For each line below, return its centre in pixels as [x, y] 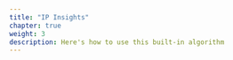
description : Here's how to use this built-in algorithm [117, 42]
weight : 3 [28, 34]
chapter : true [36, 26]
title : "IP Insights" [49, 17]
